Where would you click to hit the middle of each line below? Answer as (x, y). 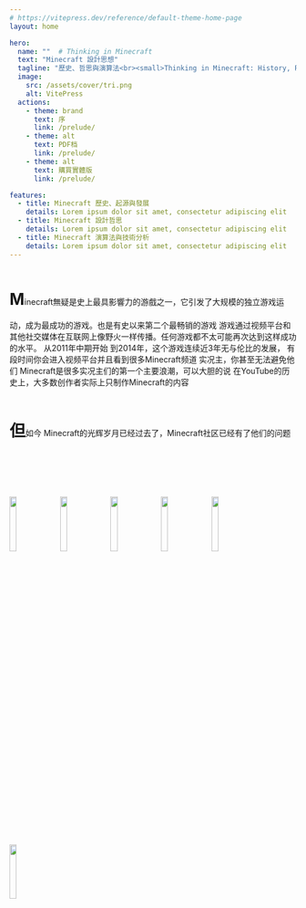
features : (28, 195)
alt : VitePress (55, 94)
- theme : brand (55, 110)
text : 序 (49, 120)
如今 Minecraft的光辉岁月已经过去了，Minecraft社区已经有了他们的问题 (158, 433)
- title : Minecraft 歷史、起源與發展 (84, 204)
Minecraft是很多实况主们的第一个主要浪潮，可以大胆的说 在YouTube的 (151, 371)
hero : (20, 43)
